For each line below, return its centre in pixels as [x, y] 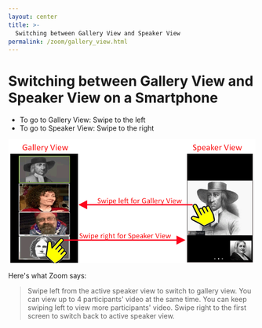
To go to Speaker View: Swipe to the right [87, 128]
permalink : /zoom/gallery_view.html [68, 42]
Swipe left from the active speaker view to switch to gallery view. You [139, 291]
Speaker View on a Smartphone [113, 98]
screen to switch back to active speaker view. [101, 316]
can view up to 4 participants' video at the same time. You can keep [137, 300]
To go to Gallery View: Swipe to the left [82, 120]
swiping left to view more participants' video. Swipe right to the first [137, 308]
